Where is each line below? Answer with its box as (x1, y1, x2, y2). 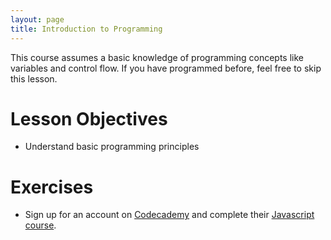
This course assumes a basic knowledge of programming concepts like (10, 51, 305, 63)
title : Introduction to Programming (10, 24, 163, 34)
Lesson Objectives (10, 107, 168, 130)
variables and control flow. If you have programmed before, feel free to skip (10, 62, 322, 74)
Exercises (10, 176, 94, 198)
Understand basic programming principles (24, 141, 200, 153)
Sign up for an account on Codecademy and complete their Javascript (24, 209, 315, 221)
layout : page (10, 14, 65, 25)
